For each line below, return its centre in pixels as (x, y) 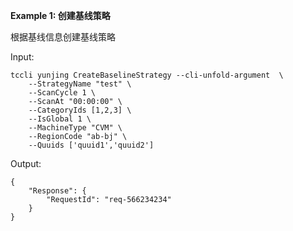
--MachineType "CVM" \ (75, 128)
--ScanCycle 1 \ (62, 93)
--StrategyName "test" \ (80, 84)
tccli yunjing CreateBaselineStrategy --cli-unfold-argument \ (147, 75)
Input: (22, 57)
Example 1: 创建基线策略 (60, 15)
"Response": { (57, 191)
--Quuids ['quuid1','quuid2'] (91, 145)
